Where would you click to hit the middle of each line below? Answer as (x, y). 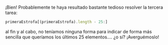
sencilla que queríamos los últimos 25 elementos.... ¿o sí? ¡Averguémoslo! (82, 37)
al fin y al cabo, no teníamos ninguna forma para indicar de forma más (79, 31)
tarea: (11, 13)
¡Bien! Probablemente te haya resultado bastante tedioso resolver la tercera (84, 7)
